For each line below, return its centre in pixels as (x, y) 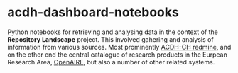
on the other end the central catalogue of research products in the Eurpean (117, 55)
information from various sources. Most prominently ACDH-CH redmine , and (119, 47)
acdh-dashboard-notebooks (93, 12)
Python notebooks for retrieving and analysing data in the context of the (113, 32)
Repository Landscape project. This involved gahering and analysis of (111, 39)
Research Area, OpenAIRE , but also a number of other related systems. (111, 62)
